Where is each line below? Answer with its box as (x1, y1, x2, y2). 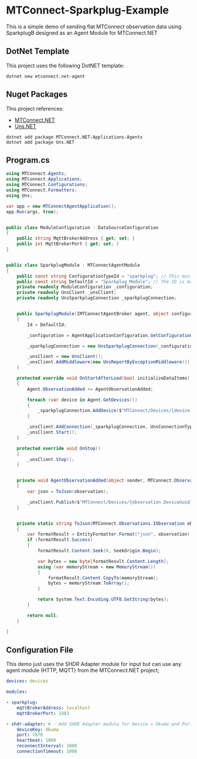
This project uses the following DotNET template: (6, 62, 125, 69)
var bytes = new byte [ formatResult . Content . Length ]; (37, 558, 169, 564)
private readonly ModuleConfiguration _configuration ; (16, 284, 154, 290)
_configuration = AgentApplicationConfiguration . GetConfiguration (27, 332, 193, 339)
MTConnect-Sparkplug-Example (6, 4, 169, 17)
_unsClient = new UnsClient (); (27, 354, 104, 360)
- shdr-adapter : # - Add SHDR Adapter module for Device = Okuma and (6, 721, 180, 727)
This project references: (6, 105, 64, 112)
